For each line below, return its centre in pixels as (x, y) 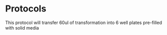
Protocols (26, 9)
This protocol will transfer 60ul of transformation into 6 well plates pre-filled (84, 22)
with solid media (22, 27)
